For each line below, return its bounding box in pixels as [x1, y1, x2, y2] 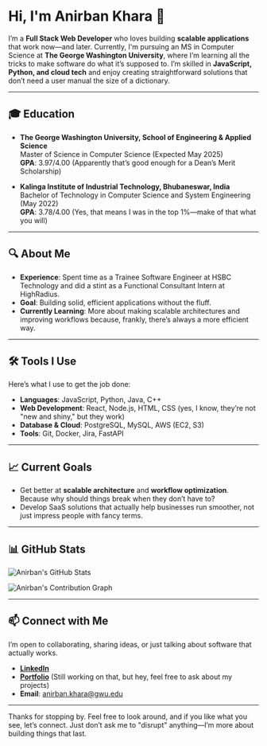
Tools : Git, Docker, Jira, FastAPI [19, 429, 125, 439]
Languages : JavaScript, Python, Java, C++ [19, 395, 162, 404]
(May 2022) [19, 198, 59, 208]
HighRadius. [19, 289, 60, 299]
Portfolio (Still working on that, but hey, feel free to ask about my [19, 672, 233, 682]
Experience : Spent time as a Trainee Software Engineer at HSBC [19, 272, 232, 282]
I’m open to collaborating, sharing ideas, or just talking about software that [8, 639, 252, 649]
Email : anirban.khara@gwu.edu [19, 689, 123, 698]
